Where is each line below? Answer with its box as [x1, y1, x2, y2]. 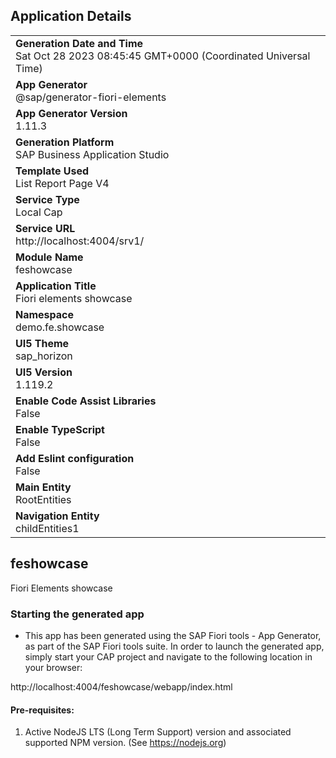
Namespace [15, 307, 75, 321]
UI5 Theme [15, 336, 70, 350]
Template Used [15, 164, 90, 178]
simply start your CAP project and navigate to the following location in [24, 650, 313, 663]
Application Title [15, 279, 97, 293]
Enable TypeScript [15, 422, 105, 436]
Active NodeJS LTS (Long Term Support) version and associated [24, 726, 292, 738]
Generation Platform [15, 135, 115, 149]
